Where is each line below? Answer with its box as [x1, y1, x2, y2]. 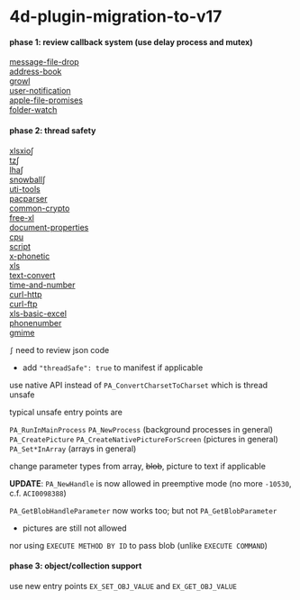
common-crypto [9, 203, 70, 214]
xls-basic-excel [9, 308, 68, 319]
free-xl [9, 212, 34, 223]
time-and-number [9, 279, 76, 290]
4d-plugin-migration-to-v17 [9, 6, 223, 27]
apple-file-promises [9, 95, 84, 105]
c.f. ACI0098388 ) [9, 487, 68, 498]
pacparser [9, 193, 48, 204]
